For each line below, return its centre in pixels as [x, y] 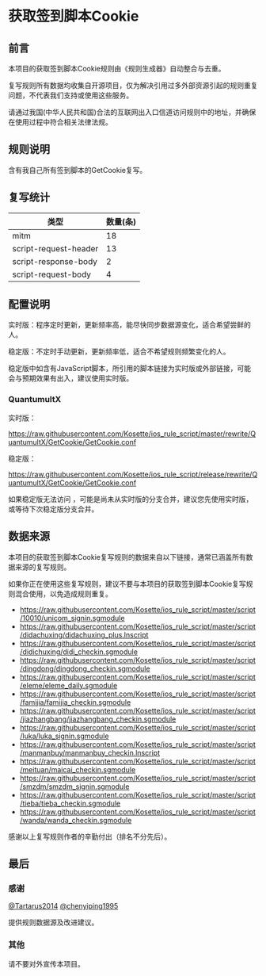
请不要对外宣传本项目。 [46, 963]
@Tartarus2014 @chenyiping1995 [63, 906]
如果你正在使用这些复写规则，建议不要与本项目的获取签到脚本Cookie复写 [127, 584]
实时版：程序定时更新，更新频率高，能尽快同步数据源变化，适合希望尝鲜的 [129, 325]
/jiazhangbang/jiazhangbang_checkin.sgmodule [98, 719]
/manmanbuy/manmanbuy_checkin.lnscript [90, 752]
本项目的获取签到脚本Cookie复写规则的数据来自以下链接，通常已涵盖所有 [127, 557]
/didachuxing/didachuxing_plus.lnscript [84, 634]
